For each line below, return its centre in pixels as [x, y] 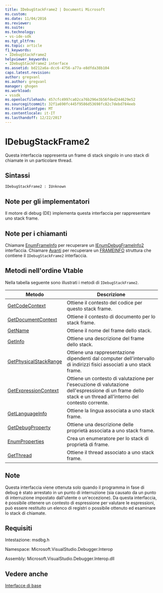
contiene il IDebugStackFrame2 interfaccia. [46, 256]
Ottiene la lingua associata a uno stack [111, 410]
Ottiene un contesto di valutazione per [110, 378]
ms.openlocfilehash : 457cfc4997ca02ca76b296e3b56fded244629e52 [70, 100]
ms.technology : [20, 32]
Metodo [35, 294]
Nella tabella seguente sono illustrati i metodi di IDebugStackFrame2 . [72, 282]
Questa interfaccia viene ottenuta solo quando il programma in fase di [75, 487]
